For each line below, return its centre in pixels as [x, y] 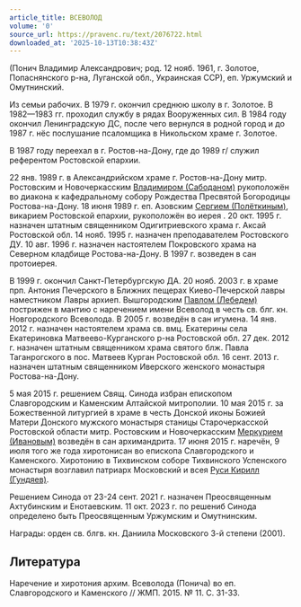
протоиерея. [33, 264]
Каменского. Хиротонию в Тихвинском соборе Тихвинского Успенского [148, 461]
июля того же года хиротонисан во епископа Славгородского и [132, 451]
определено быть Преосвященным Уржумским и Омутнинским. [133, 516]
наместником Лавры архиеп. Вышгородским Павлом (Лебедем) [133, 300]
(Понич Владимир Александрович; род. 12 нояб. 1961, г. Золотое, [134, 68]
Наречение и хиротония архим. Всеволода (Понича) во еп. [123, 584]
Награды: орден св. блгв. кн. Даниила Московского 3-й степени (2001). [147, 533]
